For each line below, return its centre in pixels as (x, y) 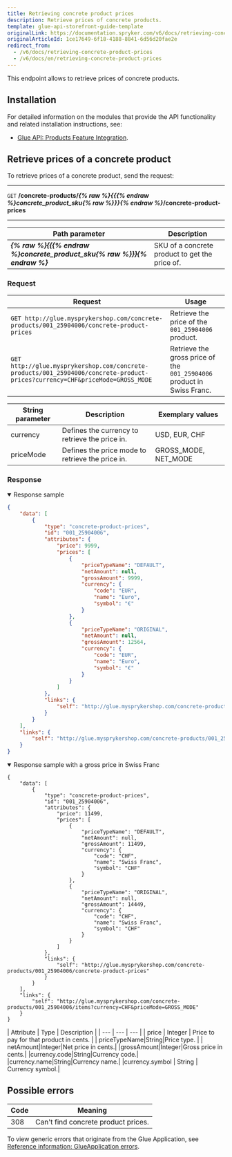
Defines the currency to (100, 430)
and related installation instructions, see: (65, 124)
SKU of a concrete (184, 246)
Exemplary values (188, 414)
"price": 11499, (80, 814)
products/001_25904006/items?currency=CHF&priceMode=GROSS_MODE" (103, 1008)
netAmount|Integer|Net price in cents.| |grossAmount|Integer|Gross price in (115, 1047)
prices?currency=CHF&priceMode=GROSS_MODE (81, 380)
